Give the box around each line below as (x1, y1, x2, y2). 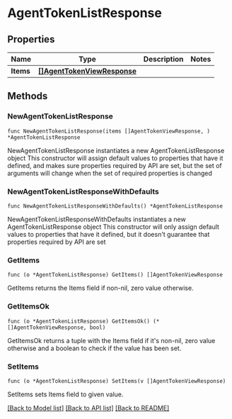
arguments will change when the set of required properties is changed (7, 169, 212, 177)
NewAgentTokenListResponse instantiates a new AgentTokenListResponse (7, 146, 225, 155)
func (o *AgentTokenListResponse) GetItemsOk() (7, 318, 151, 325)
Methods (7, 90, 48, 102)
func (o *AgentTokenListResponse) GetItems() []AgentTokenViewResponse (7, 272, 223, 279)
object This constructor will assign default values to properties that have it (7, 154, 224, 162)
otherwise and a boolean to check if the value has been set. (7, 344, 182, 352)
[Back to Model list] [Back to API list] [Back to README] (7, 403, 170, 412)
